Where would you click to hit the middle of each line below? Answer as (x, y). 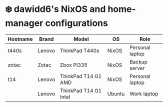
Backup (138, 61)
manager (24, 23)
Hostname (20, 39)
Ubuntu (116, 93)
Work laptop (144, 93)
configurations (76, 23)
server (137, 68)
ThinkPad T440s (79, 50)
